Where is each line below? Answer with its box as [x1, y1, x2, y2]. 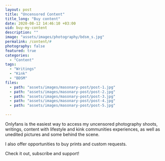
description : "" [5, 30, 38, 35]
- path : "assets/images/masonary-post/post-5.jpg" [9, 103, 116, 108]
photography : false [5, 44, 45, 49]
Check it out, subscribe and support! [5, 150, 80, 156]
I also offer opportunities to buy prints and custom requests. [5, 141, 127, 147]
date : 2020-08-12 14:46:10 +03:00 [5, 21, 76, 26]
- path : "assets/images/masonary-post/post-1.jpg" [9, 84, 116, 90]
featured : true [5, 48, 36, 53]
